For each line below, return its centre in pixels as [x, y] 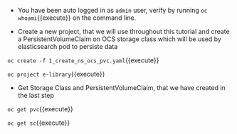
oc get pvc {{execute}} [40, 109]
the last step [36, 95]
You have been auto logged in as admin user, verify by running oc [112, 10]
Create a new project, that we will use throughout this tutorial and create [123, 32]
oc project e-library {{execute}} [56, 74]
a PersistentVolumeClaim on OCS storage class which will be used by [120, 39]
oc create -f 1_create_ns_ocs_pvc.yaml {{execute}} [83, 60]
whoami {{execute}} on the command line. [77, 18]
